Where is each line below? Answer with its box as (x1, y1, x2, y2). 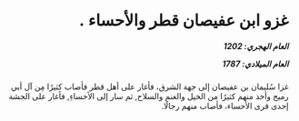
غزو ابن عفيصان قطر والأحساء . (78, 10, 289, 31)
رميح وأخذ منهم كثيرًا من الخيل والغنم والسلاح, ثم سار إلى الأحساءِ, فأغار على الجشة (8, 91, 289, 102)
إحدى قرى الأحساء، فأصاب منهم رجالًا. (161, 101, 289, 112)
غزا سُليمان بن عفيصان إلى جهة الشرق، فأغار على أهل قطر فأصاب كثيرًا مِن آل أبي (10, 81, 289, 92)
